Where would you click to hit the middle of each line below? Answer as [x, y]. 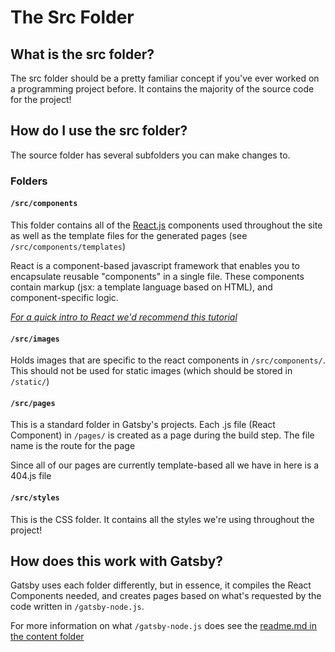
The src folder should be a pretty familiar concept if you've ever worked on [165, 78]
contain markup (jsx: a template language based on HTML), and [141, 287]
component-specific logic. [64, 297]
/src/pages [33, 403]
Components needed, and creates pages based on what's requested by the [166, 596]
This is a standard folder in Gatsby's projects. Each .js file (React [143, 425]
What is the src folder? [82, 54]
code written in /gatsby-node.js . [77, 607]
